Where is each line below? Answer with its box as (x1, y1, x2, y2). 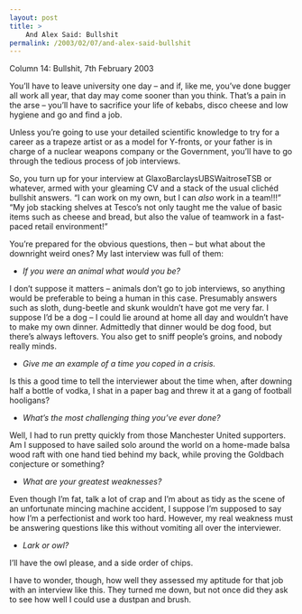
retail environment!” (34, 221, 108, 232)
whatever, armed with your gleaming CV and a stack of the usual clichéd (9, 182, 279, 194)
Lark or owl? (22, 540, 69, 551)
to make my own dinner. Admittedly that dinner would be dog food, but (9, 321, 272, 332)
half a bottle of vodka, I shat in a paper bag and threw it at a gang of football (9, 386, 292, 396)
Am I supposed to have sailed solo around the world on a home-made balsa (9, 440, 290, 451)
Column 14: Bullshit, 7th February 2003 (9, 63, 155, 74)
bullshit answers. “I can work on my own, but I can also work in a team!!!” (9, 192, 282, 203)
